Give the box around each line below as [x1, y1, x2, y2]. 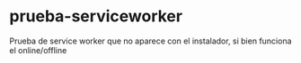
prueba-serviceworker [9, 6, 182, 27]
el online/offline [9, 44, 67, 55]
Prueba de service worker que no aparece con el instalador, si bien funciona [9, 35, 292, 46]
